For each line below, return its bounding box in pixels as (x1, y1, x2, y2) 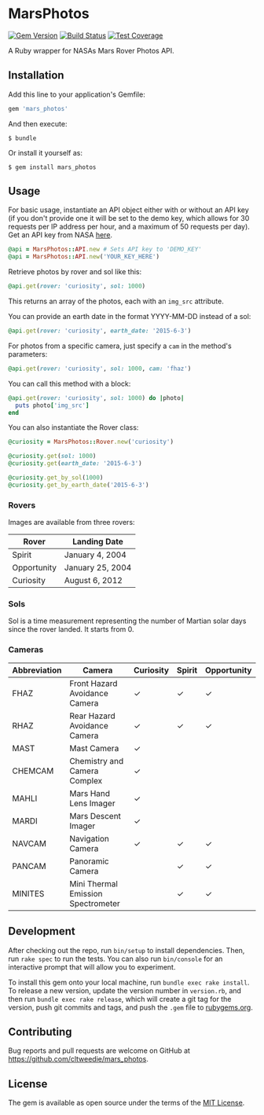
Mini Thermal (69, 878, 118, 889)
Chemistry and (69, 755, 124, 766)
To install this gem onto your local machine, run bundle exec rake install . (8, 977, 250, 987)
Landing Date (71, 536, 124, 547)
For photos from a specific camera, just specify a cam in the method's (8, 341, 232, 350)
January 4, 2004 (64, 549, 127, 560)
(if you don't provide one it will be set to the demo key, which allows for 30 (8, 214, 250, 223)
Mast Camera (69, 743, 119, 754)
